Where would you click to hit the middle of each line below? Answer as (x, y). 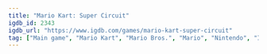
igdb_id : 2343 (32, 23)
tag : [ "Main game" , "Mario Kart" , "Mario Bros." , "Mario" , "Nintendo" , (129, 38)
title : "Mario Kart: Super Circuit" (69, 15)
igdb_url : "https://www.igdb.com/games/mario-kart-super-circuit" (120, 30)
